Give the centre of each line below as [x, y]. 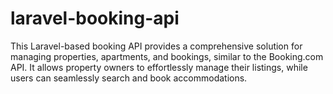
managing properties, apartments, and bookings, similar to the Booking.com [167, 56]
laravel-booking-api [95, 18]
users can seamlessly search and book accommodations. [129, 78]
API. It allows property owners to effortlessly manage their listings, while [159, 67]
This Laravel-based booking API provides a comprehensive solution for [156, 46]
